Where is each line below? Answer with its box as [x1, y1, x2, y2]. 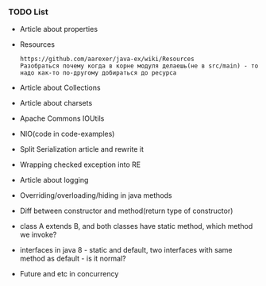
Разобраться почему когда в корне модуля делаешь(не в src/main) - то [19, 62, 259, 70]
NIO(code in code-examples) [19, 129, 115, 139]
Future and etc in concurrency [19, 269, 119, 279]
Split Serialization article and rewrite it [19, 145, 145, 154]
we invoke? [19, 230, 57, 240]
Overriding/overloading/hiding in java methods [19, 191, 172, 200]
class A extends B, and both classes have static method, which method [19, 222, 253, 231]
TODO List [8, 6, 49, 17]
